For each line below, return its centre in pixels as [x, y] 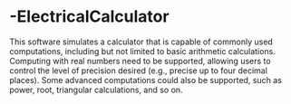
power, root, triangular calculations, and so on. [96, 90]
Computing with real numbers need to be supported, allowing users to [140, 61]
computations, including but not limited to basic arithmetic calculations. [143, 51]
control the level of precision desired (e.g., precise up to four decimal [138, 71]
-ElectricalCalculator [89, 17]
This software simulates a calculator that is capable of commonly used [141, 42]
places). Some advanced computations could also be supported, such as [146, 80]
